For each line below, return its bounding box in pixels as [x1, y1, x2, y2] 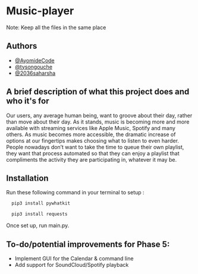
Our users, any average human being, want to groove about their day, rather [6, 112, 193, 119]
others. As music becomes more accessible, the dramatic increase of [6, 131, 176, 138]
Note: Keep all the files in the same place [6, 24, 106, 31]
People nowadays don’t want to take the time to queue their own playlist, [6, 143, 184, 150]
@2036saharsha [14, 70, 56, 77]
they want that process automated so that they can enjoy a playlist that [6, 150, 180, 157]
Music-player [6, 4, 74, 18]
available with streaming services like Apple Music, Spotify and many [6, 124, 175, 131]
